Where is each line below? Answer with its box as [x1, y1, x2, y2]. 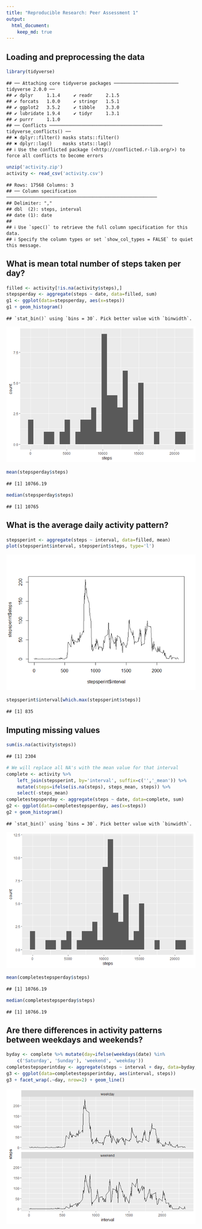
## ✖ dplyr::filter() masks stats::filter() [6, 135, 120, 141]
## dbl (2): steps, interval [6, 206, 82, 212]
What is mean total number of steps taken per [6, 259, 182, 269]
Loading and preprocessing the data [6, 52, 145, 62]
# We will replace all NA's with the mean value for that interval [6, 764, 179, 770]
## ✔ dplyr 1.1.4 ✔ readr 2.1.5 [6, 92, 120, 98]
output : [6, 16, 26, 22]
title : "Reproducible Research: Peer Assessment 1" [6, 10, 138, 16]
